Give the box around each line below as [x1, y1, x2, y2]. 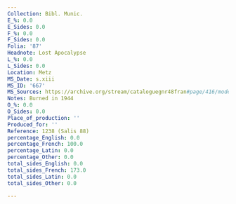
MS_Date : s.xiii [7, 75, 55, 83]
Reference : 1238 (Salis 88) [7, 128, 90, 135]
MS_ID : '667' [7, 82, 46, 89]
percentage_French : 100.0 [7, 141, 83, 148]
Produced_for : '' [7, 121, 58, 128]
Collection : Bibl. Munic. [7, 10, 83, 18]
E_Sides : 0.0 [7, 23, 46, 30]
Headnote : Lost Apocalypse [7, 50, 86, 57]
